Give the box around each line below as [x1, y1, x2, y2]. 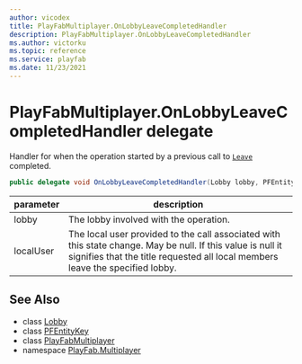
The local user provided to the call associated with [68, 227, 281, 240]
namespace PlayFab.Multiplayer [22, 344, 141, 355]
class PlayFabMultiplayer [22, 334, 115, 346]
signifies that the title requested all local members [68, 250, 279, 262]
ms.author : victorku [9, 38, 87, 48]
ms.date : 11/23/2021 [9, 64, 87, 73]
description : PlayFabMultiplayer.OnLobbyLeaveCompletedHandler [9, 30, 252, 39]
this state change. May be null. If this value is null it [68, 239, 283, 252]
